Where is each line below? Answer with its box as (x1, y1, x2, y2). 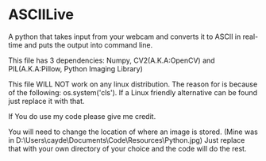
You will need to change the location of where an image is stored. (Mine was (8, 127, 258, 136)
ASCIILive (8, 6, 74, 24)
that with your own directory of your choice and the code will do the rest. (8, 144, 247, 153)
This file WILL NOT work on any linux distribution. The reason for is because (8, 79, 258, 89)
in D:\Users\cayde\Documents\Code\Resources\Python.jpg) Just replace (8, 135, 245, 144)
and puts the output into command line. (24, 40, 153, 49)
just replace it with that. (8, 96, 85, 105)
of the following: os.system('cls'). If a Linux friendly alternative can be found (8, 87, 258, 97)
